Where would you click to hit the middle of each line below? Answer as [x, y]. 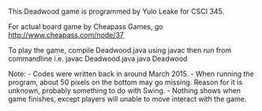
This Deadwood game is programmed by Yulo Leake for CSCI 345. [116, 11]
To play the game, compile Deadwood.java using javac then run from [120, 50]
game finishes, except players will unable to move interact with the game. [127, 99]
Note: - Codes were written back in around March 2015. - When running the [131, 74]
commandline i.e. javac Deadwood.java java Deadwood [98, 59]
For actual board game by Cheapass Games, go [86, 26]
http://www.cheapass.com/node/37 [66, 35]
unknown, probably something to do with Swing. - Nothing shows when [125, 91]
